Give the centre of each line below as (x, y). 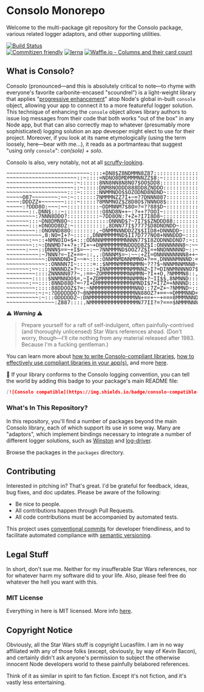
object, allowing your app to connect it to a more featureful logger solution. (100, 105)
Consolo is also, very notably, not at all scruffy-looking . (75, 162)
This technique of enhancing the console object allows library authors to (97, 112)
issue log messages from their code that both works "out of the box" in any (100, 118)
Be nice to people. (38, 504)
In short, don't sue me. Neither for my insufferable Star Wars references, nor (102, 569)
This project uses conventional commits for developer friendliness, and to (98, 529)
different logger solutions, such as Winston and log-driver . (79, 440)
